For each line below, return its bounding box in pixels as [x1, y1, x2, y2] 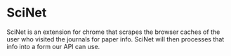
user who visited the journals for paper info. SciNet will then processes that [6, 35, 225, 43]
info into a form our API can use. [6, 42, 100, 50]
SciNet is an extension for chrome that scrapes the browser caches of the [6, 28, 220, 36]
